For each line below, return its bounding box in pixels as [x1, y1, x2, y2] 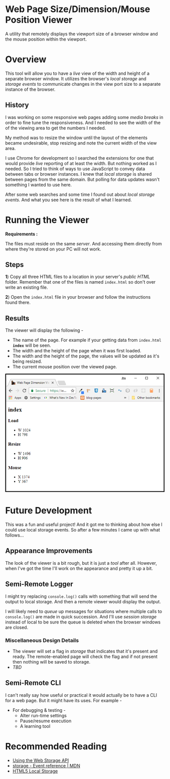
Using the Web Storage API [12, 757, 69, 763]
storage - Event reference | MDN [12, 762, 80, 768]
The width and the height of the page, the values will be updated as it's [12, 353, 159, 359]
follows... [5, 532, 24, 538]
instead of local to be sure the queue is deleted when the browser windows [5, 619, 161, 625]
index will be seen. [12, 342, 51, 348]
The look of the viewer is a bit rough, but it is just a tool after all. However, [5, 560, 157, 566]
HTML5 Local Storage [12, 768, 58, 774]
